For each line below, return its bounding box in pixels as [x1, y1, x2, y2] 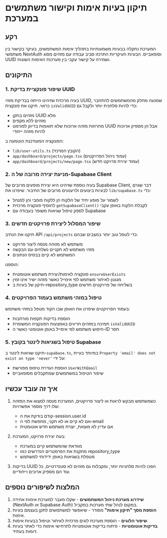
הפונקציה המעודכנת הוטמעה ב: [5, 137, 64, 144]
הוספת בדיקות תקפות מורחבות [12, 315, 70, 321]
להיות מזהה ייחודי [12, 128, 45, 134]
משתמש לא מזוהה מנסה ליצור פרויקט [12, 241, 83, 247]
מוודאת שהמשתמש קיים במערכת [19, 442, 82, 449]
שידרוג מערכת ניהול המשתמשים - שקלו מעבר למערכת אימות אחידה [12, 496, 144, 502]
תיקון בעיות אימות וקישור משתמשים [5, 2, 147, 13]
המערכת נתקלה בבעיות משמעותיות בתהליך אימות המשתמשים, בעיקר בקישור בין [5, 46, 156, 51]
